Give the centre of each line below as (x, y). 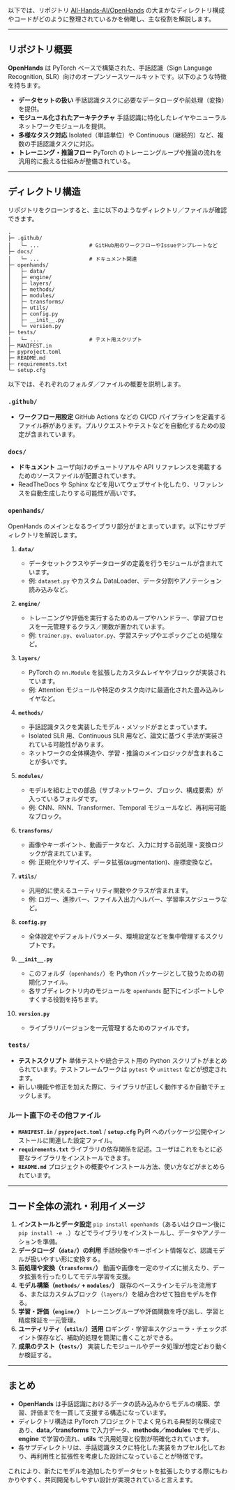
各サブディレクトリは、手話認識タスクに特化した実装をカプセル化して (118, 1447)
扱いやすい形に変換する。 (67, 1259)
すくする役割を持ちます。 (65, 999)
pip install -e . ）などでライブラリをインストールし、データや (110, 1232)
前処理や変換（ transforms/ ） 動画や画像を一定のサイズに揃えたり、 (115, 1267)
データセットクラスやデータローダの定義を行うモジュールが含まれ (123, 563)
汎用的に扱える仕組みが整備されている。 (76, 161)
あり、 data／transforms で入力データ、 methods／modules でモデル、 (121, 1430)
